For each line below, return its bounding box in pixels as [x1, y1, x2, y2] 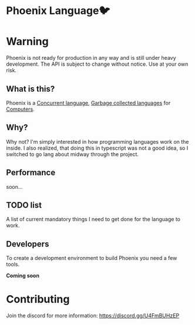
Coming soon [6, 272, 40, 279]
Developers [6, 239, 49, 249]
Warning [6, 35, 49, 48]
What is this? [6, 84, 55, 94]
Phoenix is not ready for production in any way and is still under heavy [6, 55, 176, 62]
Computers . [6, 106, 35, 113]
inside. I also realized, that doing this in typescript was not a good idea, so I [6, 144, 189, 151]
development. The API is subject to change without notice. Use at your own [6, 60, 189, 67]
